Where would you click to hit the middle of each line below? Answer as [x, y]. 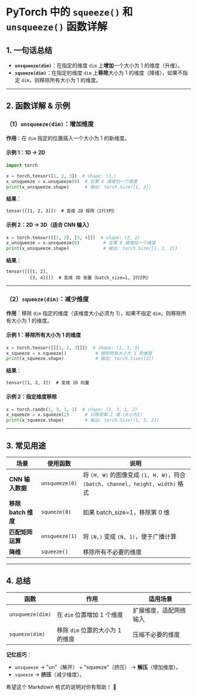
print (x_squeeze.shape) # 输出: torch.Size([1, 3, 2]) [83, 421]
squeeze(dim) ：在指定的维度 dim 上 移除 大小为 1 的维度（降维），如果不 [98, 73]
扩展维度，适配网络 [159, 610]
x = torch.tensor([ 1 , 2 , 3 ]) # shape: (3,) [61, 176]
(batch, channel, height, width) [130, 484]
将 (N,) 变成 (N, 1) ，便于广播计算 [130, 536]
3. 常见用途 [26, 445]
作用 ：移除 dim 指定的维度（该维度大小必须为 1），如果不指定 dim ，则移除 [94, 313]
